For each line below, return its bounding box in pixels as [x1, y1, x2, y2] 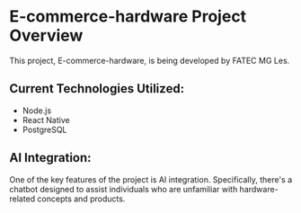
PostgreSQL [22, 124, 67, 135]
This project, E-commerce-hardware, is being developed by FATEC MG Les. [9, 55, 290, 66]
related [9, 193, 36, 204]
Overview [9, 25, 84, 46]
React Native [22, 114, 70, 125]
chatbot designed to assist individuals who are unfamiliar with [9, 183, 238, 194]
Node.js [22, 105, 52, 116]
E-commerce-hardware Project [9, 6, 247, 27]
